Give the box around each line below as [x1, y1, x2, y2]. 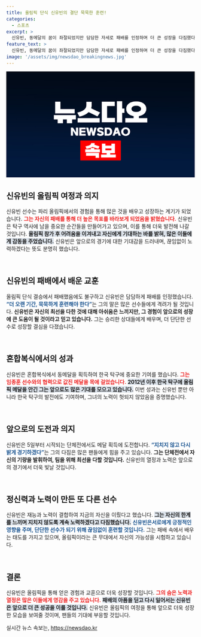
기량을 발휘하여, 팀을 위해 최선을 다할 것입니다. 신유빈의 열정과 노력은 [17, 456, 178, 463]
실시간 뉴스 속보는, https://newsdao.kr [6, 624, 98, 632]
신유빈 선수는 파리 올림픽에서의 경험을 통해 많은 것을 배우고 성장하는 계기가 [6, 208, 181, 215]
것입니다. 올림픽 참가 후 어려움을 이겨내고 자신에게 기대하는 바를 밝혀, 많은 [6, 230, 176, 238]
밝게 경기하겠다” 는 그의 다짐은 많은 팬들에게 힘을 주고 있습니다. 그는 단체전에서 [6, 448, 189, 456]
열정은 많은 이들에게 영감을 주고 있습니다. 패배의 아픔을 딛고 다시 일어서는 [6, 596, 175, 604]
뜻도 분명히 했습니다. [32, 245, 80, 253]
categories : [6, 16, 36, 22]
